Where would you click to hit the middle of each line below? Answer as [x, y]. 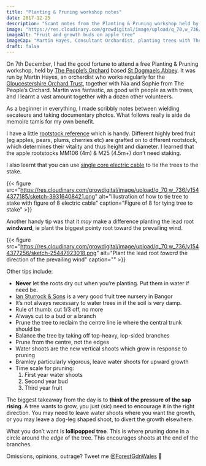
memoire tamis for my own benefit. [51, 121]
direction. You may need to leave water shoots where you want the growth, [101, 413]
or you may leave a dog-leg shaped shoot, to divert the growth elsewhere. [100, 419]
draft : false [23, 47]
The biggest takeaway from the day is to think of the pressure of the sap [99, 400]
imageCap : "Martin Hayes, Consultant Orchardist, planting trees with [98, 41]
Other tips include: [30, 271]
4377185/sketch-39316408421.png [51, 196]
